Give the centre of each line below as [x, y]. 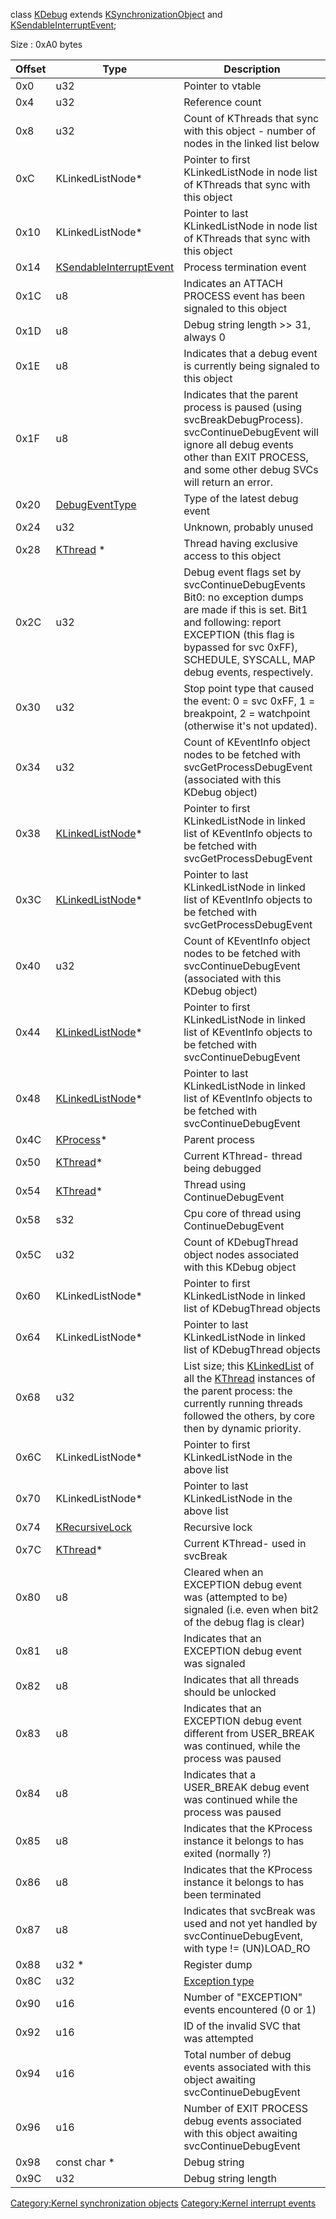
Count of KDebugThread [241, 1242]
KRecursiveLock [94, 1527]
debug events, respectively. [248, 672]
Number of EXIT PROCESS [245, 2108]
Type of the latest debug [241, 498]
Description [252, 69]
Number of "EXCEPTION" [243, 1997]
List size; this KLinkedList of [249, 1366]
